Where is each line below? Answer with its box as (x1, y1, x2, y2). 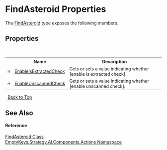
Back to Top (7, 94, 32, 100)
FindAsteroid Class (5, 134, 44, 140)
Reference (5, 123, 27, 129)
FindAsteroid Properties (5, 3, 106, 15)
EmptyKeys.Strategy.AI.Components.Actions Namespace (5, 139, 122, 145)
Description (102, 59, 127, 65)
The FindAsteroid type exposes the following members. (5, 20, 119, 26)
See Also (5, 109, 33, 117)
